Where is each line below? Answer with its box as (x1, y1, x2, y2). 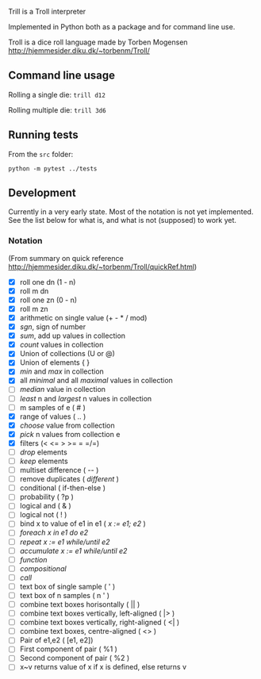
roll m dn (19, 286, 49, 296)
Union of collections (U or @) (19, 349, 115, 359)
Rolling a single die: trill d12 (8, 90, 106, 99)
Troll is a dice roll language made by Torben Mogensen (8, 37, 188, 47)
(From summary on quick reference (8, 253, 125, 263)
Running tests (8, 129, 79, 142)
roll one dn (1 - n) (19, 277, 76, 286)
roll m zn (19, 304, 49, 313)
